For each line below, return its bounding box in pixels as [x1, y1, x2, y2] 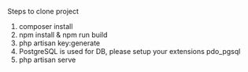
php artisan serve [18, 55, 76, 64]
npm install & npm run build [18, 31, 108, 39]
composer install [18, 22, 73, 31]
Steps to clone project [7, 7, 80, 16]
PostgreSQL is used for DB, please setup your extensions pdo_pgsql [18, 47, 241, 56]
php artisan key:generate [18, 38, 101, 48]
